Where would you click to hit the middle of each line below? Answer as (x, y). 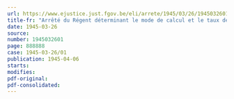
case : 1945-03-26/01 (37, 53)
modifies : (22, 72)
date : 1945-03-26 (32, 26)
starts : (18, 66)
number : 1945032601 (36, 40)
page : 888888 (26, 46)
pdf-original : (28, 78)
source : (18, 33)
